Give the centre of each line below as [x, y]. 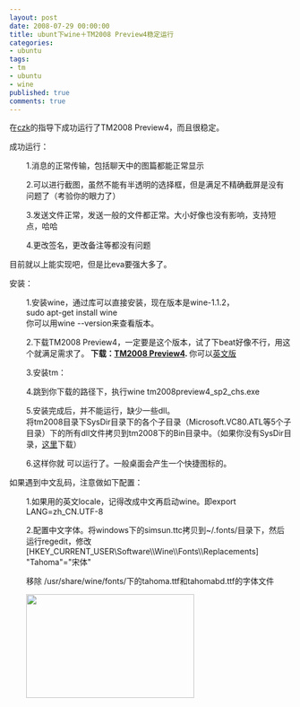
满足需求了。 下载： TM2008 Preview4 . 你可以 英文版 [139, 353]
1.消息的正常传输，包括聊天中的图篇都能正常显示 [115, 166]
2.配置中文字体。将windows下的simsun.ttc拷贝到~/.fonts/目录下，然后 [155, 530]
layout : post [34, 17]
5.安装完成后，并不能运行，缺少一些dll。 [101, 411]
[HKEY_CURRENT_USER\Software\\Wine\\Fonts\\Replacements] [143, 552]
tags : [19, 59]
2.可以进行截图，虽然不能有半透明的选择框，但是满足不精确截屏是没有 [155, 185]
